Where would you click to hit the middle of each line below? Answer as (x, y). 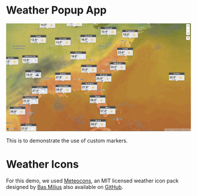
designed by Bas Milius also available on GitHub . (65, 187)
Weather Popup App (56, 10)
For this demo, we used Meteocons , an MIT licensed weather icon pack (92, 181)
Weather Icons (43, 164)
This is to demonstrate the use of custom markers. (67, 140)
